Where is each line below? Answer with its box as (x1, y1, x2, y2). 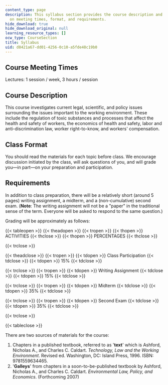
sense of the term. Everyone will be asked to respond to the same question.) (5, 208, 163, 214)
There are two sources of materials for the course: (5, 332, 109, 338)
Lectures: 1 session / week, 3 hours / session (5, 76, 98, 83)
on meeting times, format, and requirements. (10, 17, 107, 22)
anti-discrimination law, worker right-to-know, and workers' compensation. (5, 126, 160, 132)
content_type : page (5, 7, 46, 13)
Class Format (5, 140, 48, 149)
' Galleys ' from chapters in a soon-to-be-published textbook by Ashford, (12, 363, 162, 369)
